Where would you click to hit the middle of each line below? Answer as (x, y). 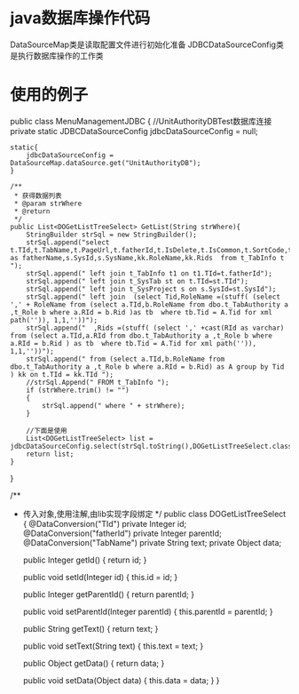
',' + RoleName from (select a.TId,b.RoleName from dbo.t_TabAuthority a (149, 304)
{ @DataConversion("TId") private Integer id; (105, 523)
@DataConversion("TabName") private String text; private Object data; (152, 542)
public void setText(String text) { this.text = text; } (113, 646)
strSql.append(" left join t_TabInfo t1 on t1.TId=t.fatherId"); (149, 273)
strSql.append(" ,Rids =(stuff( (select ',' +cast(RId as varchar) (155, 328)
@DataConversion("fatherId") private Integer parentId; (122, 533)
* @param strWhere (48, 203)
